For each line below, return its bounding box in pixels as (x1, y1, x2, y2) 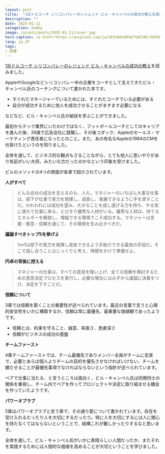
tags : (5, 44, 16, 49)
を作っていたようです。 (5, 387, 52, 393)
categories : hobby (5, 26, 43, 31)
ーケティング (5, 135, 31, 141)
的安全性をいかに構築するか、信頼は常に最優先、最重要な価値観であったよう (5, 308, 160, 314)
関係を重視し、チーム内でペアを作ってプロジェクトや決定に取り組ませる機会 (5, 381, 160, 387)
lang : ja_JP (5, 39, 29, 44)
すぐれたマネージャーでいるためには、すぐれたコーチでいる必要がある (12, 96, 154, 102)
